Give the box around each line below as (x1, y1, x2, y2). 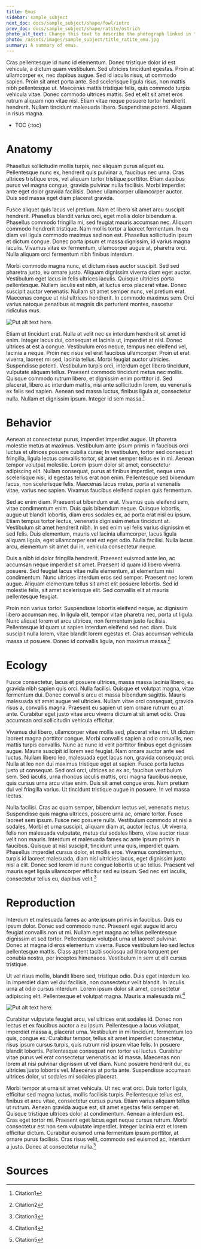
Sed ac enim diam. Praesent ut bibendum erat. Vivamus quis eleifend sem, (6, 498, 190, 506)
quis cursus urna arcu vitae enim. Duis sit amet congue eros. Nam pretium (6, 779, 189, 787)
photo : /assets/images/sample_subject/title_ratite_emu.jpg (6, 37, 160, 43)
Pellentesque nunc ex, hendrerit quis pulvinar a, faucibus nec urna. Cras (6, 169, 184, 176)
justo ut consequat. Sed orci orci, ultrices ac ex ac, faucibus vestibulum (6, 767, 182, 773)
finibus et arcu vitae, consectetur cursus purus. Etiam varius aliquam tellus (6, 1097, 190, 1105)
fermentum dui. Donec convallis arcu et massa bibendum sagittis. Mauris (6, 691, 186, 698)
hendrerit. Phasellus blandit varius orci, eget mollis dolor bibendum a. (6, 212, 177, 219)
